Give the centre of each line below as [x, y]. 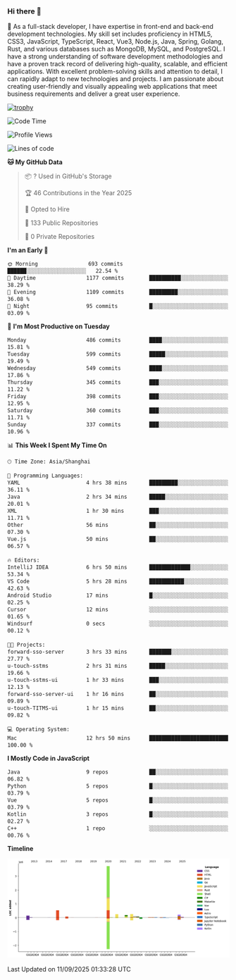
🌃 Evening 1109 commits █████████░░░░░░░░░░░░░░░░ [118, 292]
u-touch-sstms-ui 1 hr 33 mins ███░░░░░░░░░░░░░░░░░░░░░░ [118, 680]
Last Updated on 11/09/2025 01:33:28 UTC [69, 969]
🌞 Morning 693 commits [65, 264]
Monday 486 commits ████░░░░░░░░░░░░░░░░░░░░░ [118, 340]
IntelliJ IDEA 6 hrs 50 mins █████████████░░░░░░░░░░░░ [118, 567]
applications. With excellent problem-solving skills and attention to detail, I [115, 72]
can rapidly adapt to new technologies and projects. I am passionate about [116, 79]
